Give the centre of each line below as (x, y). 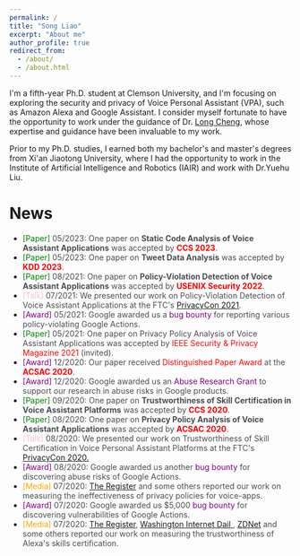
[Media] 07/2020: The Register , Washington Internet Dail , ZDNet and (150, 524)
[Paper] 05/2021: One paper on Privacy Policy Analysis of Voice (140, 334)
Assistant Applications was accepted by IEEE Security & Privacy (140, 343)
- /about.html (43, 68)
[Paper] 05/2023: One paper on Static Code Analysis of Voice (138, 238)
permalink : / (34, 17)
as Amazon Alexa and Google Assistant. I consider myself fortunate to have (148, 112)
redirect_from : (38, 51)
